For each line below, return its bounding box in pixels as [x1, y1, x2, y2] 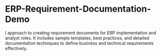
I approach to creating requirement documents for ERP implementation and [5, 30, 157, 36]
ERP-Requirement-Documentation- [5, 3, 151, 15]
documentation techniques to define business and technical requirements [5, 40, 154, 46]
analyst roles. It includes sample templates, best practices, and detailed [5, 35, 149, 41]
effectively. [5, 45, 28, 51]
